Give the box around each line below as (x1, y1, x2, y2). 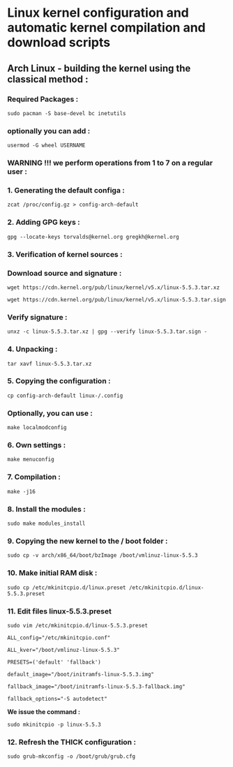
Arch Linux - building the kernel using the (7, 62, 191, 74)
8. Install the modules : (7, 504, 86, 514)
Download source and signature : (7, 268, 122, 278)
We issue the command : (7, 707, 80, 716)
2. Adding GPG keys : (7, 218, 80, 228)
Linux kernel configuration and (7, 5, 190, 21)
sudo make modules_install (7, 520, 86, 527)
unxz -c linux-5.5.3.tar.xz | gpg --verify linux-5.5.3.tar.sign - (7, 328, 208, 336)
